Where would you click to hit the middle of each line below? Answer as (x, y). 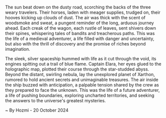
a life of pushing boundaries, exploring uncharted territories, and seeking (80, 95)
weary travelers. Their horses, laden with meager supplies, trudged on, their (83, 12)
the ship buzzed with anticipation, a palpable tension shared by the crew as (82, 85)
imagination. (18, 49)
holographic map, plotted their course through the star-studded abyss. (77, 69)
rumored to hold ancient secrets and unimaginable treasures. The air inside (82, 79)
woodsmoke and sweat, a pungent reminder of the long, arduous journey (80, 23)
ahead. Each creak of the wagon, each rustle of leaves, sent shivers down (81, 28)
